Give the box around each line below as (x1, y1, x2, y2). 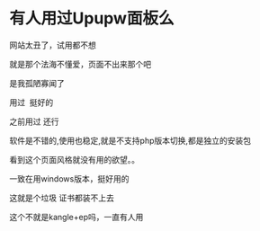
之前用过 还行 (9, 116, 59, 127)
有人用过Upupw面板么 (9, 8, 175, 29)
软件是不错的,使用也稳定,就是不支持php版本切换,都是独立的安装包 (9, 135, 252, 146)
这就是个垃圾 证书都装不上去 (9, 192, 114, 203)
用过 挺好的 (9, 96, 54, 108)
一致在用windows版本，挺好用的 (9, 173, 130, 184)
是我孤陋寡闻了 (9, 77, 65, 88)
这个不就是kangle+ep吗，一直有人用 (9, 211, 144, 222)
